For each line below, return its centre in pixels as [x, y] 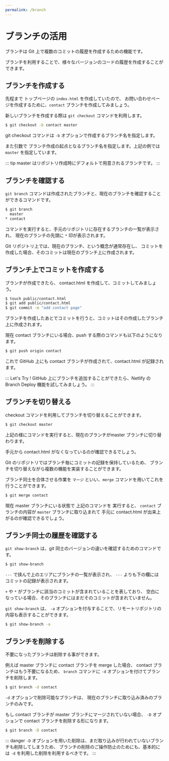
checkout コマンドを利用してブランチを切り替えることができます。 [75, 415]
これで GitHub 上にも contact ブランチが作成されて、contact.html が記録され [84, 361]
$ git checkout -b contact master [41, 125]
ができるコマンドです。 [29, 200]
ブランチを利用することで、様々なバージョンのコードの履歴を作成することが [84, 62]
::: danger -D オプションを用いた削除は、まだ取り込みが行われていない [78, 740]
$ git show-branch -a [28, 625]
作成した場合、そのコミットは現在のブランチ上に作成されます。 [71, 252]
